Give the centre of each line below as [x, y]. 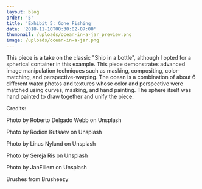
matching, [19, 77]
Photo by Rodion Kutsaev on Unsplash [54, 132]
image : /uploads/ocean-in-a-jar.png [53, 40]
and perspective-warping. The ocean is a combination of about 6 [114, 77]
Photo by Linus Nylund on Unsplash [51, 144]
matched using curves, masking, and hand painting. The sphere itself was [99, 90]
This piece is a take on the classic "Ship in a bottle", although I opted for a [99, 58]
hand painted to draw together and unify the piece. [70, 96]
